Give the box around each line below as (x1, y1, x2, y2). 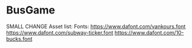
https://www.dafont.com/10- (114, 29, 184, 36)
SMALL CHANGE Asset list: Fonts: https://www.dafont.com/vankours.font (6, 23, 186, 30)
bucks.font (6, 35, 33, 42)
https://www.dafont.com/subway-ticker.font (6, 29, 114, 36)
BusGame (6, 4, 55, 17)
